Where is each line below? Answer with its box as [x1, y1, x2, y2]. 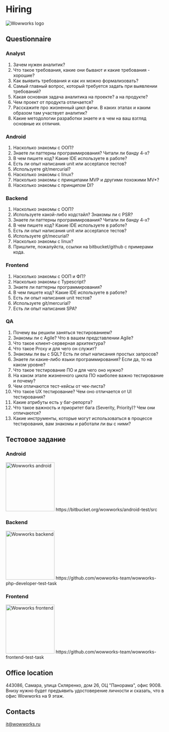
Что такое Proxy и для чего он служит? [13, 345, 97, 351]
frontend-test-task [6, 654, 44, 660]
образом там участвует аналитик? [13, 110, 88, 116]
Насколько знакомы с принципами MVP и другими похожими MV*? [13, 177, 159, 183]
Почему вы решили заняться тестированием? [13, 329, 112, 335]
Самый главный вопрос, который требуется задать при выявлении [13, 83, 157, 89]
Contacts [6, 708, 36, 716]
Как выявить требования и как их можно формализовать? [13, 77, 139, 84]
